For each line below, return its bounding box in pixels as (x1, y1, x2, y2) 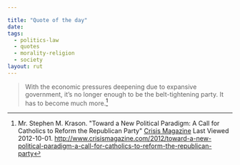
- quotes (14, 43, 40, 50)
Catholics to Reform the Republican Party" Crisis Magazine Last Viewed (17, 127, 229, 135)
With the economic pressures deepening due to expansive (24, 82, 197, 91)
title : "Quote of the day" (7, 16, 88, 23)
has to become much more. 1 (24, 97, 109, 107)
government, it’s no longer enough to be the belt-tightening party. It (24, 90, 224, 98)
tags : (7, 30, 24, 37)
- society (14, 56, 43, 64)
